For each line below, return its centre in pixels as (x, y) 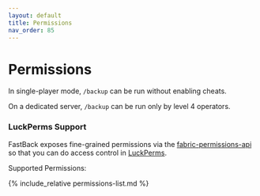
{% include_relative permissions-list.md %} (79, 183)
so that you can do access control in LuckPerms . (88, 153)
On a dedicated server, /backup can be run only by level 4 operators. (119, 107)
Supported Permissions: (47, 168)
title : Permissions (40, 23)
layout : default (35, 15)
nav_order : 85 (32, 30)
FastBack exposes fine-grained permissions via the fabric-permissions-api (130, 144)
